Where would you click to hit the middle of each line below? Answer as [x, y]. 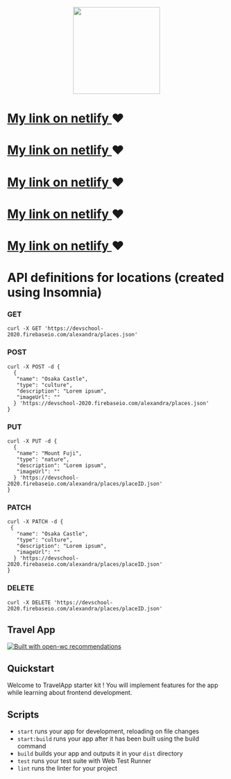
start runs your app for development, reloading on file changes [108, 732]
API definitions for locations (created [115, 278]
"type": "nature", [43, 459]
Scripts [23, 715]
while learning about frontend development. [70, 693]
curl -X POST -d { [34, 367]
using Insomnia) [54, 293]
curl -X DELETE [29, 602]
